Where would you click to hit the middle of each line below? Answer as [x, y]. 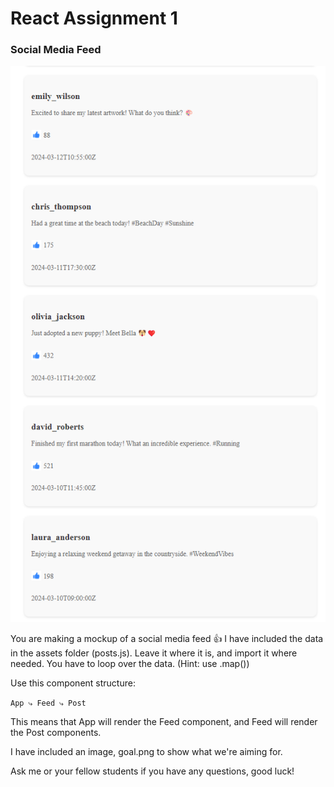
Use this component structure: [73, 683]
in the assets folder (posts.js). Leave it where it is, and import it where [154, 653]
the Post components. [56, 733]
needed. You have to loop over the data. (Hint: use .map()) [130, 664]
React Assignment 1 [94, 18]
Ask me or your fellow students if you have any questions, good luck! [152, 771]
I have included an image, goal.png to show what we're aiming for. [146, 752]
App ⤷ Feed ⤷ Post [48, 703]
